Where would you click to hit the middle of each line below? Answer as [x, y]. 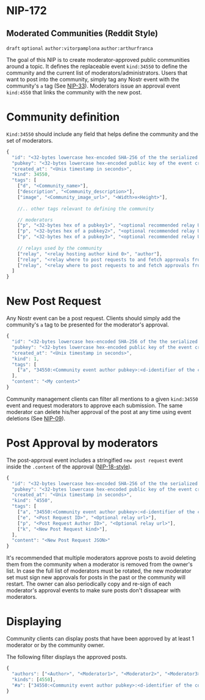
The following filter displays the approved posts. [67, 657]
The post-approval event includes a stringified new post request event [95, 460]
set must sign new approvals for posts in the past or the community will [96, 578]
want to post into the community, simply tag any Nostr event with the [93, 79]
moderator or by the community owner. [56, 645]
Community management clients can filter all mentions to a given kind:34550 [102, 399]
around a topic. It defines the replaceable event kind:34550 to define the [97, 66]
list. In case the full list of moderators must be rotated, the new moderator [99, 571]
